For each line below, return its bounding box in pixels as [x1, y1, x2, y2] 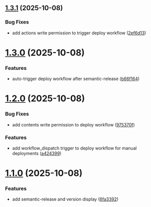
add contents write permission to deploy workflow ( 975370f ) [12, 121, 135, 127]
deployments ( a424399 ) [12, 150, 62, 156]
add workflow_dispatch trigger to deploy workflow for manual [12, 145, 137, 151]
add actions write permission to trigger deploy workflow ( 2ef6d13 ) [12, 30, 146, 36]
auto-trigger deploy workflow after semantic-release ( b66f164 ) [12, 76, 140, 82]
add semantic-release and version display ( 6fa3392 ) [12, 196, 119, 202]
